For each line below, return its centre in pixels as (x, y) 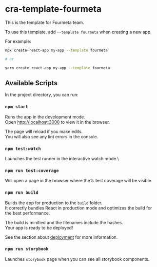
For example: (18, 41)
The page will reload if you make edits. (44, 131)
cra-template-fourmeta (53, 9)
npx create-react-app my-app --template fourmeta (57, 50)
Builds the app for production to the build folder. (54, 203)
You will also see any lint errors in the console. (52, 136)
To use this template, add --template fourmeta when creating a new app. (78, 32)
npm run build (22, 193)
